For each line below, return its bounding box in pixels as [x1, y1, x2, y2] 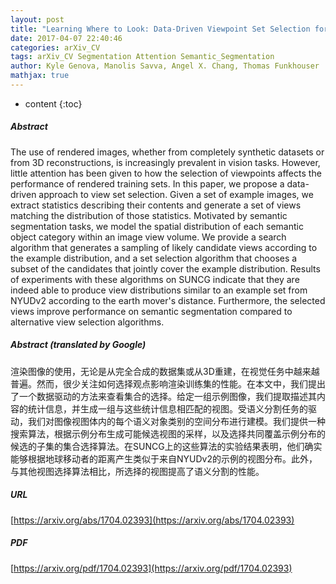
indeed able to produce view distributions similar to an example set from [10, 284, 308, 296]
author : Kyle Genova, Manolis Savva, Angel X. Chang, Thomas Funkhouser [10, 61, 320, 71]
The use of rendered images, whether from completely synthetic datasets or [10, 146, 325, 158]
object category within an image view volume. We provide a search [10, 231, 287, 243]
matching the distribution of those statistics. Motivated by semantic [10, 209, 288, 221]
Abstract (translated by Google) [10, 339, 147, 351]
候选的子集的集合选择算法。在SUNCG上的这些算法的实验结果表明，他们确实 [10, 440, 323, 452]
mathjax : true [10, 71, 70, 81]
